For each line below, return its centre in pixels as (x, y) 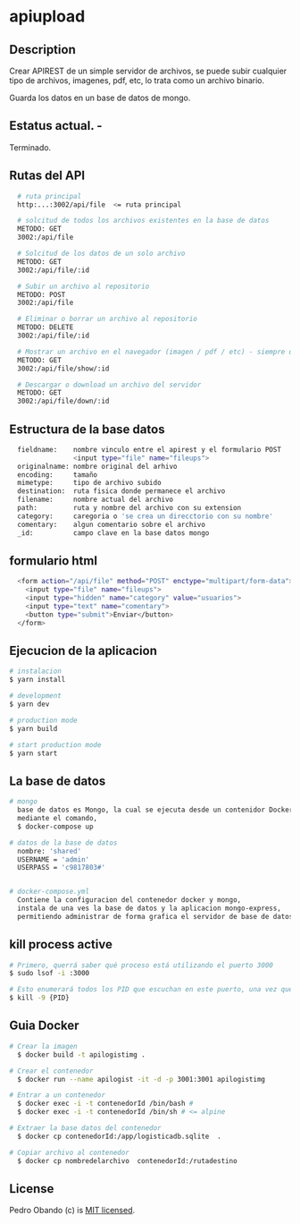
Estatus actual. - (56, 126)
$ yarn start (33, 753)
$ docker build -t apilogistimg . (81, 1054)
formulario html (54, 561)
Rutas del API (47, 176)
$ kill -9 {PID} (39, 998)
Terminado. (30, 147)
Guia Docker (44, 1026)
